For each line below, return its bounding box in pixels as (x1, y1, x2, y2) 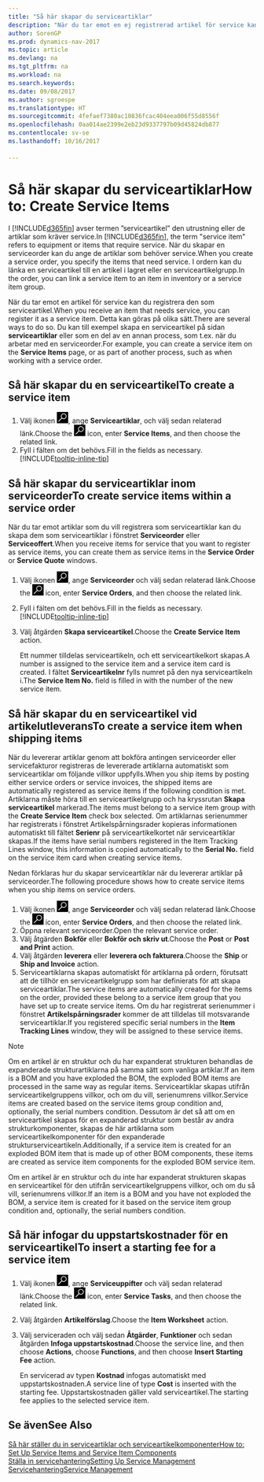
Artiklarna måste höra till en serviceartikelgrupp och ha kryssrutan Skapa (8, 795, 245, 803)
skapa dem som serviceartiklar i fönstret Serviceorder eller (8, 531, 200, 540)
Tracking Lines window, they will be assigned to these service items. (19, 1026, 244, 1036)
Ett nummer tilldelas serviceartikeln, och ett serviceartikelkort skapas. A (19, 650, 250, 661)
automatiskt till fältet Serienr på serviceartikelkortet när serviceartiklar (8, 828, 236, 837)
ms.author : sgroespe (8, 95, 76, 104)
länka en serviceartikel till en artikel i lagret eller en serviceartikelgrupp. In (8, 265, 245, 275)
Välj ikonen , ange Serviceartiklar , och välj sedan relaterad (19, 416, 222, 425)
